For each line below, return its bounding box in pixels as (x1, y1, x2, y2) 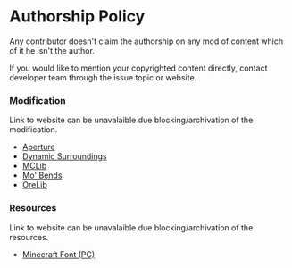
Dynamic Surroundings (21, 151, 107, 162)
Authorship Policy (9, 6, 146, 27)
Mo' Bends (21, 170, 63, 180)
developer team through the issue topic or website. (9, 71, 197, 82)
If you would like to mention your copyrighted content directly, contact (9, 63, 268, 73)
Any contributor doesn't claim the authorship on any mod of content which (9, 36, 284, 46)
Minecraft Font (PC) (21, 248, 96, 260)
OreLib (21, 180, 47, 190)
